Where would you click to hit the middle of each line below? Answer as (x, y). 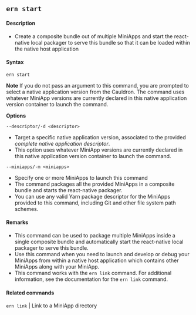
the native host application (47, 49)
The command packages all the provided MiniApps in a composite (94, 184)
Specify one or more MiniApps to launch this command (81, 177)
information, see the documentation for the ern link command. (91, 279)
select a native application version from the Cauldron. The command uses (95, 92)
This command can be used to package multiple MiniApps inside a (95, 235)
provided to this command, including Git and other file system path (95, 203)
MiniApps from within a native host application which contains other (97, 260)
